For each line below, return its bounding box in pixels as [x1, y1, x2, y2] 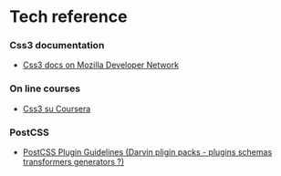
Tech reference [9, 6, 128, 27]
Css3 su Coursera [22, 103, 91, 114]
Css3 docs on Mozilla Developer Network [22, 59, 180, 70]
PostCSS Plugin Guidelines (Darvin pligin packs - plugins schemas [22, 147, 273, 158]
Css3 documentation [9, 39, 105, 52]
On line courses [9, 82, 80, 95]
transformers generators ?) [22, 157, 125, 168]
